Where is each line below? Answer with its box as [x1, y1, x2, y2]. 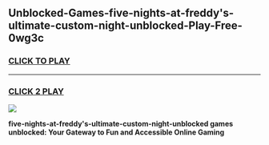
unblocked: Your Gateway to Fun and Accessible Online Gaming [8, 127, 225, 137]
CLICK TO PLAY [8, 55, 70, 66]
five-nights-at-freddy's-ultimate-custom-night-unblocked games [8, 119, 234, 128]
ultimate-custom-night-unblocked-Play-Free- [8, 19, 243, 33]
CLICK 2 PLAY [8, 86, 64, 97]
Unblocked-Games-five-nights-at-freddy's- [8, 6, 235, 20]
